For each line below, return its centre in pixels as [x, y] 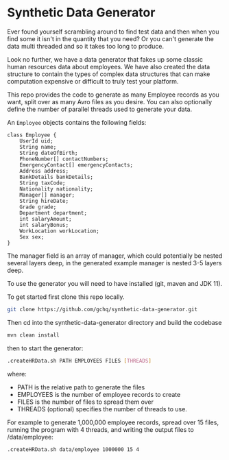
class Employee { [32, 135]
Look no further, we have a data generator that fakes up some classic [105, 59]
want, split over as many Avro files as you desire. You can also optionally [110, 101]
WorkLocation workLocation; [59, 231]
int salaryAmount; [46, 219]
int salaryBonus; [44, 225]
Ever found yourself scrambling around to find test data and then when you [113, 32]
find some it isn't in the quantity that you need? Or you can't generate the [111, 38]
